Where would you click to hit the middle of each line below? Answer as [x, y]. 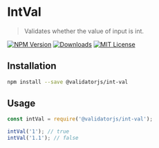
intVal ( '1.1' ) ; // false [43, 138]
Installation [32, 66]
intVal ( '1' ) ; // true [38, 131]
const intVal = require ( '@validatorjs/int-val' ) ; [80, 119]
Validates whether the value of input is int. [84, 31]
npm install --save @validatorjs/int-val [68, 82]
